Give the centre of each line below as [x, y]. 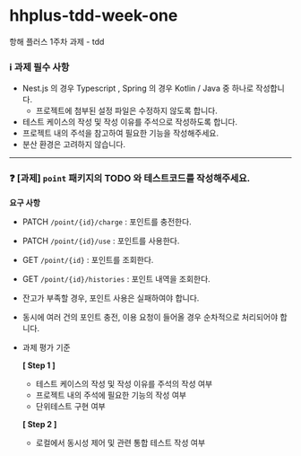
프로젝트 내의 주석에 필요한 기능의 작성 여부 [111, 395]
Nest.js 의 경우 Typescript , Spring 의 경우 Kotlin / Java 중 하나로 [138, 88]
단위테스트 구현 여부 [70, 406]
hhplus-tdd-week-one [94, 16]
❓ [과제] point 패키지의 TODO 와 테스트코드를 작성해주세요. [130, 179]
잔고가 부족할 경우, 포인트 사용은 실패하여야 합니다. [111, 298]
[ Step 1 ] [39, 365]
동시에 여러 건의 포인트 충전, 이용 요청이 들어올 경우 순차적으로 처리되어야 [150, 317]
